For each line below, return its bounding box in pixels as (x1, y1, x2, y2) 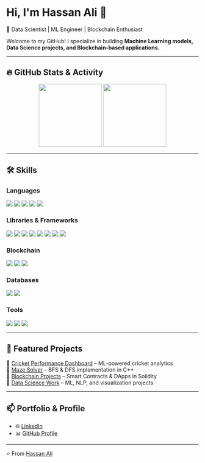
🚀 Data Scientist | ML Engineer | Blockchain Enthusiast (6, 26, 143, 33)
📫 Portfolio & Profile (6, 403, 85, 414)
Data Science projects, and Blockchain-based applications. (6, 44, 160, 51)
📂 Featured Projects (6, 344, 83, 354)
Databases (6, 275, 39, 284)
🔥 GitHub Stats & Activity (6, 67, 104, 78)
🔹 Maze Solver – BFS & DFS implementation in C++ (6, 366, 134, 373)
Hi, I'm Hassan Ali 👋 (6, 5, 107, 19)
